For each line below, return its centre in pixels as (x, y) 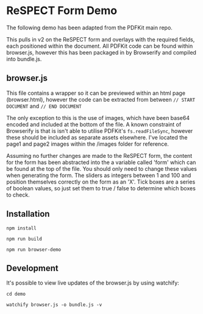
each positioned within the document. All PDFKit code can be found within (100, 46)
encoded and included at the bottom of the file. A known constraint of (94, 124)
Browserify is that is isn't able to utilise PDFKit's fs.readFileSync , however (100, 131)
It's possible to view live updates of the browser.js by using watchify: (93, 283)
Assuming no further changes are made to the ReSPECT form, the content (99, 155)
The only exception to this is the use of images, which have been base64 (98, 118)
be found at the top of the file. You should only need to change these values (101, 168)
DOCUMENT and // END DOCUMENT (44, 106)
